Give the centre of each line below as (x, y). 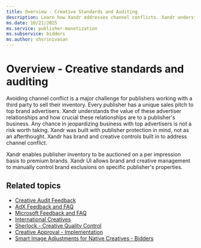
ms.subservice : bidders (36, 34)
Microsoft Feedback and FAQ (51, 213)
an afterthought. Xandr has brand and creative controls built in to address (97, 136)
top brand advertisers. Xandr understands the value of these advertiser (94, 111)
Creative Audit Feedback (45, 200)
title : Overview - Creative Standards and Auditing (72, 12)
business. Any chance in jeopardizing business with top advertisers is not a (99, 124)
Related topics (33, 186)
